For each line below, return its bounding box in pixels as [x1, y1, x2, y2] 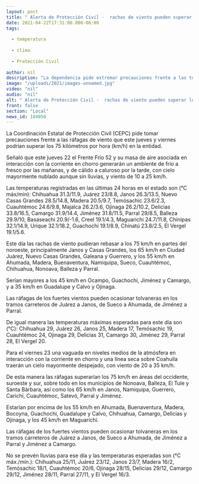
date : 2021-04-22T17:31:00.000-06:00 [6, 20, 99, 26]
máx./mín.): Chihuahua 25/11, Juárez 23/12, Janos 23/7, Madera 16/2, [6, 458, 175, 466]
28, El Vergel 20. [6, 338, 46, 345]
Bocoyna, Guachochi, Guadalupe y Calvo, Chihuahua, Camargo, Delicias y [6, 410, 187, 417]
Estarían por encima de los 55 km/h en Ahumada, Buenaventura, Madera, [6, 404, 185, 411]
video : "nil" [6, 86, 38, 92]
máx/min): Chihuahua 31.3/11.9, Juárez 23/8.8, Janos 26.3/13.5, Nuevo [6, 191, 178, 198]
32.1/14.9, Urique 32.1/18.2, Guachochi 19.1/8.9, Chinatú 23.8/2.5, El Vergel [6, 222, 187, 229]
